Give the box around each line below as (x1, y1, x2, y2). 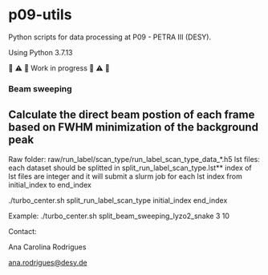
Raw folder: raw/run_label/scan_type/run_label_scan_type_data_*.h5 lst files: (8, 154, 261, 164)
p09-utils (8, 6, 72, 24)
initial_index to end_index (8, 180, 92, 189)
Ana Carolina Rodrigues (8, 242, 87, 252)
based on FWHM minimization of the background (8, 120, 259, 134)
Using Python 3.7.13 (8, 47, 73, 57)
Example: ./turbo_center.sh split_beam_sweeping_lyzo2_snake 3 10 (8, 211, 230, 220)
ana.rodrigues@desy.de (8, 257, 87, 267)
